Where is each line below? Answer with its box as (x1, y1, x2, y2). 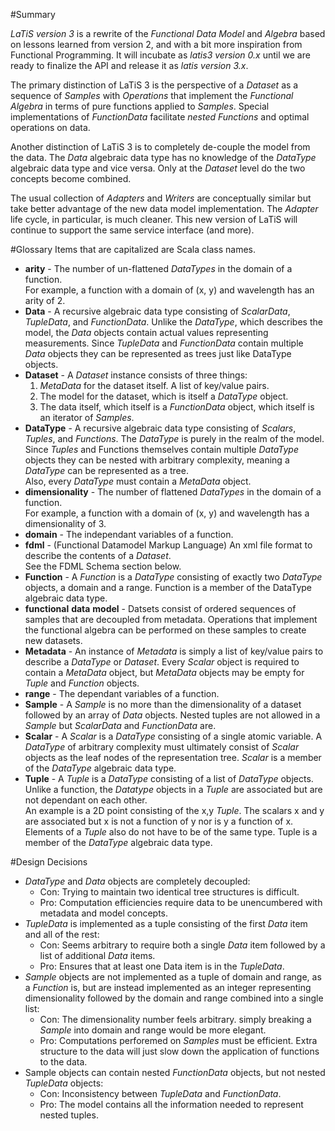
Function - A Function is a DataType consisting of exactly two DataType (24, 571, 323, 583)
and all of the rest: (24, 929, 100, 940)
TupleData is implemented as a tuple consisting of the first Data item (24, 918, 308, 929)
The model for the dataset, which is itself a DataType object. (39, 390, 289, 402)
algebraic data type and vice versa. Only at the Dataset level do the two (10, 162, 306, 174)
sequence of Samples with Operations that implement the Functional (10, 90, 294, 101)
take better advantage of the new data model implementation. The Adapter (10, 203, 319, 214)
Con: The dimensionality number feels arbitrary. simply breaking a (39, 1014, 312, 1025)
